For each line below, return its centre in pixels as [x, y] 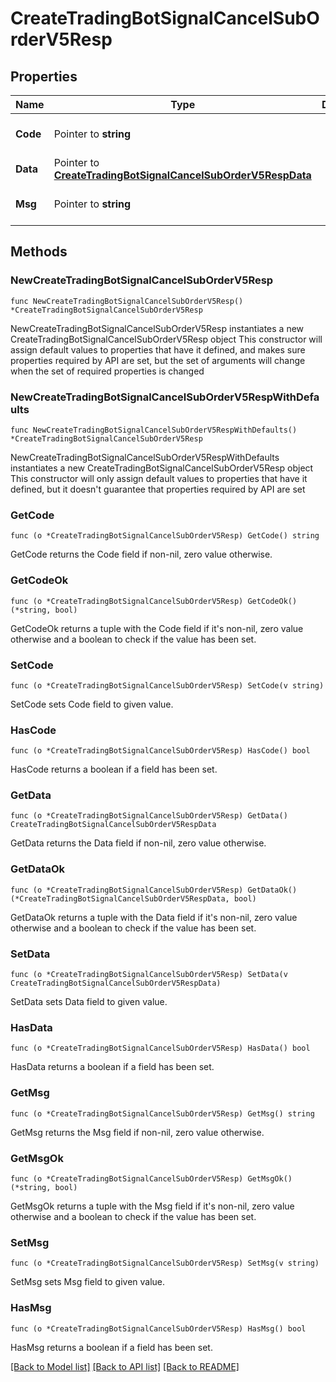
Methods [39, 252]
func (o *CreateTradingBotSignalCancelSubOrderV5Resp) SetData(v [149, 975]
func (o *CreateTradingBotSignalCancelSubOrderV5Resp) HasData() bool [160, 1048]
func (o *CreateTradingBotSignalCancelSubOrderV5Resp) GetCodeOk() [154, 601]
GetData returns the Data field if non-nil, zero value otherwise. [138, 843]
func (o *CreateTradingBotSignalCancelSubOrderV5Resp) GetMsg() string [162, 1113]
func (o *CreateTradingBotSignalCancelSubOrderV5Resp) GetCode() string [165, 536]
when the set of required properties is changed [107, 371]
